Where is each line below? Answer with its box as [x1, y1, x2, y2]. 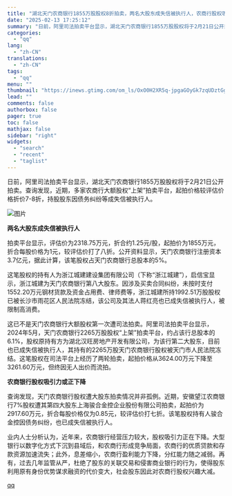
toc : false [7, 119, 39, 126]
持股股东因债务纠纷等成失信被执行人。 [47, 195, 157, 203]
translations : [7, 55, 48, 62]
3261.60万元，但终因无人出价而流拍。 [7, 363, 115, 371]
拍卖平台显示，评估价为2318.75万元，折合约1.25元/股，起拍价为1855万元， [7, 239, 220, 247]
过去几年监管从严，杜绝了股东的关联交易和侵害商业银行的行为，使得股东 [19, 458, 225, 466]
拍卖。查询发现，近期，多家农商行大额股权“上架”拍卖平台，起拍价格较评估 [7, 186, 219, 194]
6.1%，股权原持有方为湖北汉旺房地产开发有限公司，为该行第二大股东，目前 [7, 337, 220, 345]
